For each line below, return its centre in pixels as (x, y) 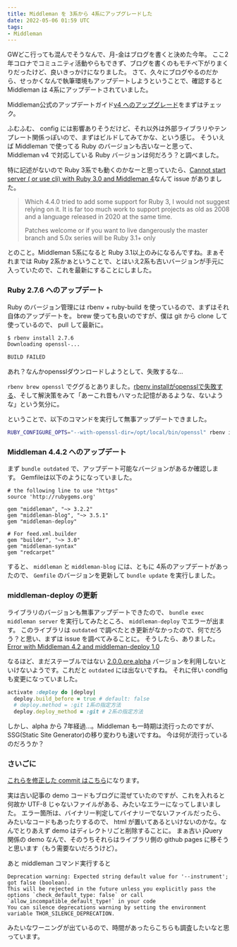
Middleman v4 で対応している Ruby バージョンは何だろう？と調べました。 (115, 155)
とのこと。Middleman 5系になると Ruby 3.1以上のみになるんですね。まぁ (113, 253)
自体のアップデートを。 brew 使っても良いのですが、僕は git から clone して (117, 315)
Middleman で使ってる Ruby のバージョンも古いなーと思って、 (105, 146)
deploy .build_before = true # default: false (82, 699)
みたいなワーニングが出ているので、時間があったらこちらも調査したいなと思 (119, 928)
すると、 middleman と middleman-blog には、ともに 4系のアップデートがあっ (118, 567)
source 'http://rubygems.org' (52, 497)
